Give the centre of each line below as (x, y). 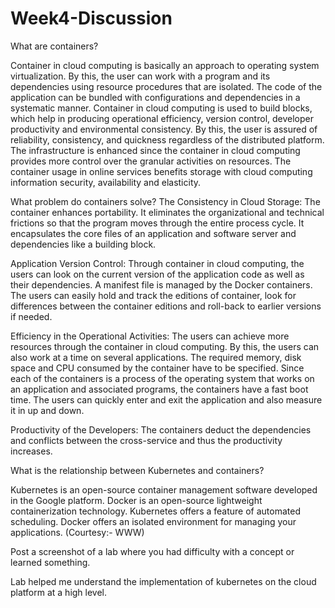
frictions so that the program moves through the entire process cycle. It (157, 223)
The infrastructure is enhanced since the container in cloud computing (155, 150)
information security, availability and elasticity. (106, 182)
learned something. (50, 562)
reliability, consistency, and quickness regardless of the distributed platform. (167, 139)
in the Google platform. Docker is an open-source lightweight (136, 500)
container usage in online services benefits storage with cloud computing (161, 171)
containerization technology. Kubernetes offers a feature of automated (155, 511)
